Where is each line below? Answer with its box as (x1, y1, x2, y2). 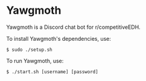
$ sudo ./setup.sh (6, 46, 52, 53)
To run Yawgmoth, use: (6, 57, 64, 64)
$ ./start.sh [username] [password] (6, 68, 98, 75)
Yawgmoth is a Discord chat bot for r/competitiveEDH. (6, 23, 141, 31)
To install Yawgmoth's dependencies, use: (6, 35, 112, 42)
